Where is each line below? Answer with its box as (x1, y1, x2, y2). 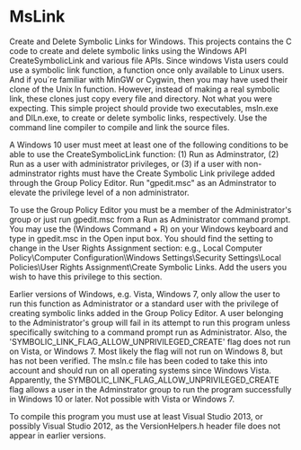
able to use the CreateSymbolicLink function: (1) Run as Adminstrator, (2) (9, 148, 279, 159)
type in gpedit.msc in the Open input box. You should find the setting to (9, 233, 274, 243)
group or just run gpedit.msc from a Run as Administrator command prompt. (9, 214, 291, 225)
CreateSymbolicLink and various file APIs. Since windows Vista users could (9, 55, 289, 66)
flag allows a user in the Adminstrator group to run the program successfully (9, 384, 292, 394)
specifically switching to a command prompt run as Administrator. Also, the (9, 326, 288, 338)
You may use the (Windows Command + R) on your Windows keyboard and (9, 223, 289, 234)
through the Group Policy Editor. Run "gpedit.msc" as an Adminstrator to (9, 177, 277, 188)
